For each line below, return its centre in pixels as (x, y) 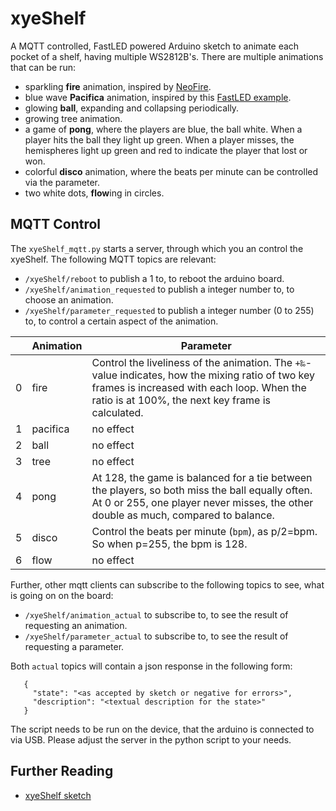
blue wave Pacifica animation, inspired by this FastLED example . (158, 97)
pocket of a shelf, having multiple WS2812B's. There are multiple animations (167, 56)
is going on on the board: (62, 595)
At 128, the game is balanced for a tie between (202, 477)
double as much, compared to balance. (183, 515)
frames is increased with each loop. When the (199, 387)
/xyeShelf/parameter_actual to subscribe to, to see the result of (156, 636)
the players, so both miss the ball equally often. (202, 490)
